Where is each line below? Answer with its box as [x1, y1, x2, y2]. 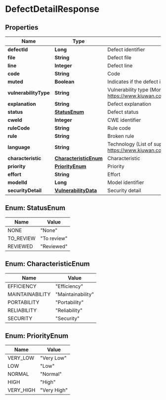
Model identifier [107, 179, 144, 186]
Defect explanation [107, 100, 152, 107]
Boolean [54, 78, 75, 85]
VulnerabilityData [54, 187, 97, 194]
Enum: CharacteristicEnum [5, 260, 90, 268]
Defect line [107, 62, 133, 69]
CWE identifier [107, 117, 141, 123]
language [7, 144, 31, 150]
